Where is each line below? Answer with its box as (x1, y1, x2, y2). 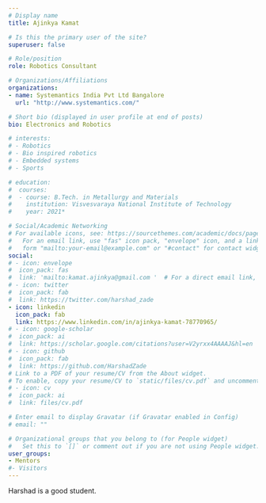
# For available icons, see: (8, 230, 104, 238)
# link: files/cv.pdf (8, 399, 83, 407)
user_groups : (8, 449, 51, 458)
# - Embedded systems (8, 157, 80, 165)
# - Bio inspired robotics (8, 150, 97, 158)
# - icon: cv (8, 384, 51, 392)
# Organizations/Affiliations (8, 77, 108, 85)
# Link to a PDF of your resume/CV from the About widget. (8, 369, 207, 377)
